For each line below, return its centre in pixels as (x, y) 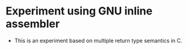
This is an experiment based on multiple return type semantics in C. (98, 40)
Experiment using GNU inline (79, 11)
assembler (33, 24)
